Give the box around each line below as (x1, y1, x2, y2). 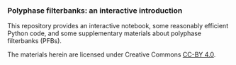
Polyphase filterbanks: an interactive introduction (7, 6, 183, 16)
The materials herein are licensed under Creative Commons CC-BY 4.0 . (7, 50, 216, 59)
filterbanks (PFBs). (7, 37, 62, 45)
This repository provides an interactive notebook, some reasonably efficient (7, 22, 229, 30)
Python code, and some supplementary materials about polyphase (7, 29, 202, 37)
